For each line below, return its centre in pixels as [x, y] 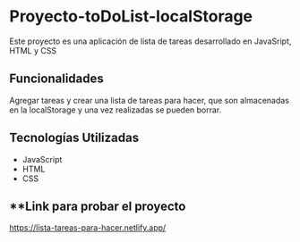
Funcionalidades [57, 79]
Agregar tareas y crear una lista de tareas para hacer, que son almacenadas [149, 100]
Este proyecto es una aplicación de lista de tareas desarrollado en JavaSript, [150, 41]
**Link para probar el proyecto [98, 206]
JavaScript [42, 159]
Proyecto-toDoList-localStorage [131, 17]
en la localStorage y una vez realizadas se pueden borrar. [116, 110]
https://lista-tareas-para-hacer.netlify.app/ [88, 228]
